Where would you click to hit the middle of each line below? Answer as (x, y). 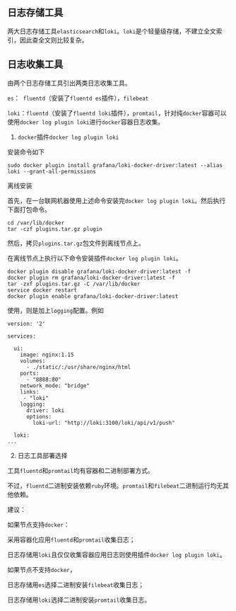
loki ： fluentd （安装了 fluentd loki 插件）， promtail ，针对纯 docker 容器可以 (117, 113)
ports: (30, 373)
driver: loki (45, 410)
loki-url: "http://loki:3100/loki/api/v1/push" (104, 423)
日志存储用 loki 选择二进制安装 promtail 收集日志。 (79, 600)
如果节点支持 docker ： (39, 524)
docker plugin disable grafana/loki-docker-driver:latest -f (99, 271)
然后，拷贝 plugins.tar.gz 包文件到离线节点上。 (76, 243)
